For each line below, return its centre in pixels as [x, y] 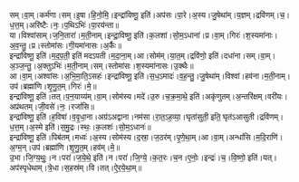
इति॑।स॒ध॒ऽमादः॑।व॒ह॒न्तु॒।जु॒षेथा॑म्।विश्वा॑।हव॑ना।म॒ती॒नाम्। [212, 76]
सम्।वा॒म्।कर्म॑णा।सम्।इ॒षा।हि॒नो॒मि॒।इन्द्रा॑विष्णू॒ [74, 15]
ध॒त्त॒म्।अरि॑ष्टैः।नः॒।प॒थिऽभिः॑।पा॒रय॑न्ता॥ [64, 25]
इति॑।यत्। [263, 158]
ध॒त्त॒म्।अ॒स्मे [26, 127]
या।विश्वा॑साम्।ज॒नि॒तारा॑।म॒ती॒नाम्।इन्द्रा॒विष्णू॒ [71, 35]
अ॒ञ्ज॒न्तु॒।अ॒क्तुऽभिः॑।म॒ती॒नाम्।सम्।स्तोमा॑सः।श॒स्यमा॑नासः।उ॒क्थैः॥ [101, 66]
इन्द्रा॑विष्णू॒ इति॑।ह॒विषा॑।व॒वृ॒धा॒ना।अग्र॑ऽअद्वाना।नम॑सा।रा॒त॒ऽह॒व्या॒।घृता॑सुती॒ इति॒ [115, 117]
